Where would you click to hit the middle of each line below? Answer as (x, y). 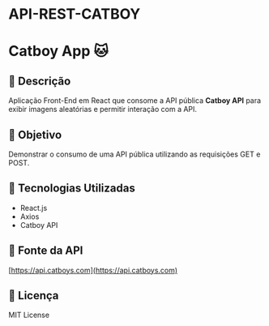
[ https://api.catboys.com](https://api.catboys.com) (93, 270)
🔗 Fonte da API (46, 251)
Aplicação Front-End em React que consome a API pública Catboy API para (135, 101)
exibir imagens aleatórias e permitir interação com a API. (102, 109)
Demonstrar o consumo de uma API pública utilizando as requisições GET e (134, 154)
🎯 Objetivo (35, 135)
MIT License (29, 315)
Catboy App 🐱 (59, 51)
